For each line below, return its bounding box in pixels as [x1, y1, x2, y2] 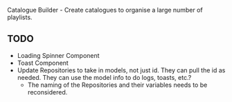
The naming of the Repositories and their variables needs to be [27, 81, 208, 89]
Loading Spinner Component [17, 51, 100, 59]
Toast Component [17, 59, 69, 67]
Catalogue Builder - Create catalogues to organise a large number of [7, 6, 203, 14]
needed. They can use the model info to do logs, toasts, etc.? [17, 73, 192, 81]
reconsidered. [27, 88, 68, 96]
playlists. [7, 13, 33, 21]
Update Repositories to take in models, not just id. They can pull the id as [17, 65, 226, 74]
